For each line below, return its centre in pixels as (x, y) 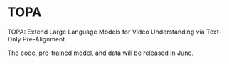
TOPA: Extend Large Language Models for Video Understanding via (106, 32)
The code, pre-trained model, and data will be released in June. (101, 53)
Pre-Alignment (44, 39)
